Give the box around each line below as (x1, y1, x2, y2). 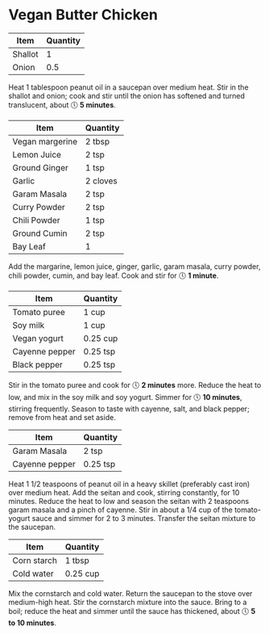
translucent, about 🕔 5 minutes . (8, 99, 117, 110)
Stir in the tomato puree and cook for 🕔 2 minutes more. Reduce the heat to (8, 380, 262, 389)
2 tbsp (85, 136, 110, 147)
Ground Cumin (12, 228, 68, 239)
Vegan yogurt (12, 333, 64, 344)
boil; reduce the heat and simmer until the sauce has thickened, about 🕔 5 (8, 606, 256, 615)
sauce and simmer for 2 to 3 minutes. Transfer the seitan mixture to (31, 513, 256, 523)
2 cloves (85, 175, 118, 187)
